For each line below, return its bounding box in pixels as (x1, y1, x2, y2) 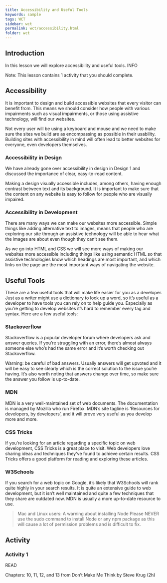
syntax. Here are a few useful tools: (5, 311, 78, 317)
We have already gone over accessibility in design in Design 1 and (5, 165, 141, 171)
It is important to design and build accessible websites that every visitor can (5, 100, 161, 106)
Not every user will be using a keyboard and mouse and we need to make (5, 126, 156, 132)
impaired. (5, 196, 25, 202)
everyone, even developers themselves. (5, 141, 87, 148)
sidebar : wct (5, 21, 32, 27)
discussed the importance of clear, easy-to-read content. (5, 171, 123, 177)
